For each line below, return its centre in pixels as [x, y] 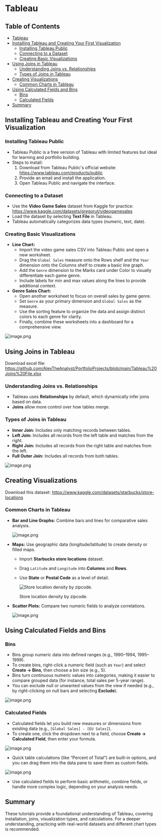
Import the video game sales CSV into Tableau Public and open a [84, 250]
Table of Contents [33, 26]
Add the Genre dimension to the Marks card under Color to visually [85, 270]
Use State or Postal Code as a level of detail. [64, 578]
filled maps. [23, 549]
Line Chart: [23, 245]
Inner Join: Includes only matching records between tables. [72, 430]
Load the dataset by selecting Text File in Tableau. [62, 216]
